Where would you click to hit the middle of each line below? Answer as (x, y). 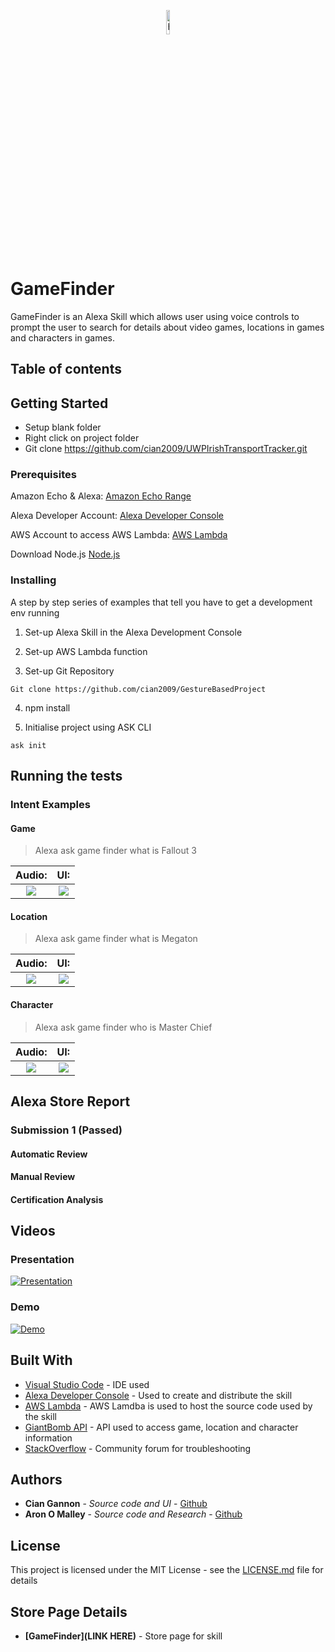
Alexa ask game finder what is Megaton (116, 939)
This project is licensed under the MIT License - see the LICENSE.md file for (167, 1570)
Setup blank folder (63, 427)
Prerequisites (43, 475)
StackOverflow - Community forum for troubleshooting (138, 1448)
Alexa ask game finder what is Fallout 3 (115, 851)
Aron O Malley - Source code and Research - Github (133, 1514)
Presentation (42, 1260)
